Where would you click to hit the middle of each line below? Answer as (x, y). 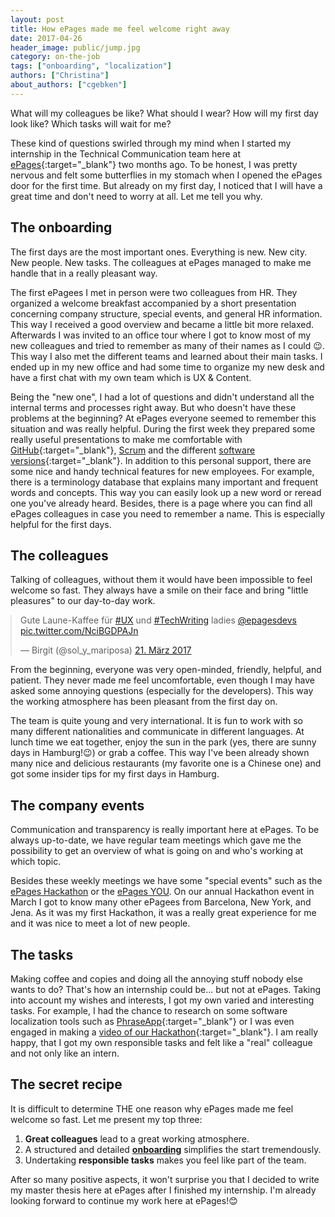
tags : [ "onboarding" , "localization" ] (91, 66)
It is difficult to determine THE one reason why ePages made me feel (152, 1108)
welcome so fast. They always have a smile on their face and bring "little (159, 590)
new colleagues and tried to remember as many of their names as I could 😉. (167, 345)
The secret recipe (66, 1084)
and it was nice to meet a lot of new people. (100, 923)
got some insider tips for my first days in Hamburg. (115, 774)
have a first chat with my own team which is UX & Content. (131, 377)
